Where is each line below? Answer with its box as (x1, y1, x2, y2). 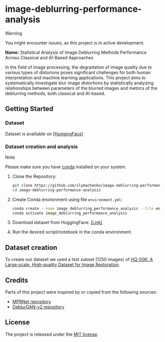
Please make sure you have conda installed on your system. (5, 164, 127, 170)
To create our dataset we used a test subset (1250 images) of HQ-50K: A (5, 257, 153, 263)
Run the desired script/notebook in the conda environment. (12, 229, 132, 235)
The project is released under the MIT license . (5, 331, 99, 337)
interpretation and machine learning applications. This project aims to (5, 75, 146, 80)
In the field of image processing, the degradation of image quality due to (5, 64, 152, 70)
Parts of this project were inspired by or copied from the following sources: (5, 289, 158, 295)
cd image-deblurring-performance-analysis (12, 188, 101, 192)
